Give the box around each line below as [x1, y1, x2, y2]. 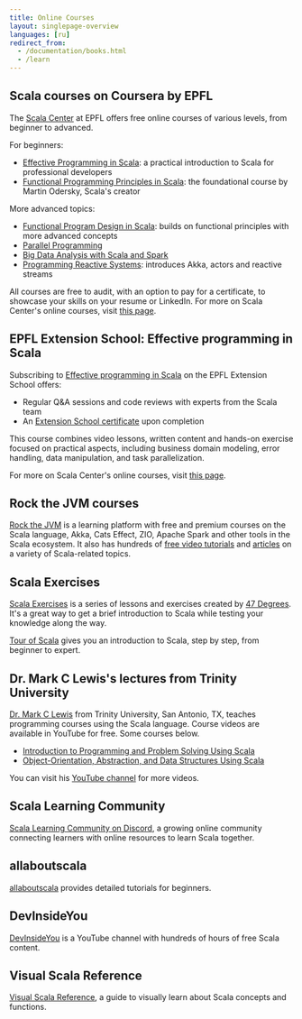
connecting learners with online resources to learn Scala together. [9, 831, 255, 843]
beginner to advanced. [9, 122, 94, 133]
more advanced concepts [22, 230, 118, 241]
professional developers [22, 166, 113, 177]
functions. [9, 1002, 47, 1013]
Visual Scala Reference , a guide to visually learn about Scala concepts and [9, 992, 287, 1003]
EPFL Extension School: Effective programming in [9, 331, 293, 347]
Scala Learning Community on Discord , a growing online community [9, 822, 263, 833]
